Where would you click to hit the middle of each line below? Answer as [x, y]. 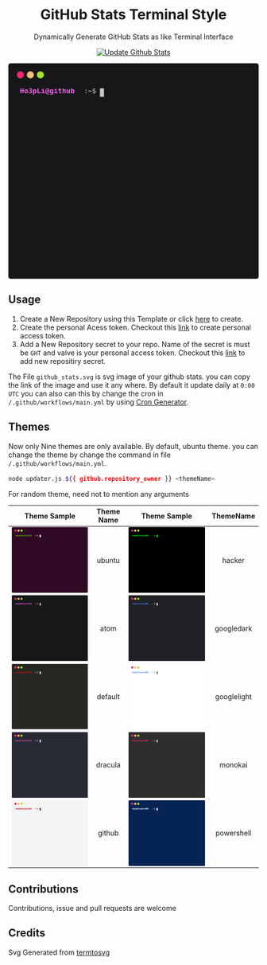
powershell [234, 833]
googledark [233, 628]
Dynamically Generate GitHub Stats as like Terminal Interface [133, 37]
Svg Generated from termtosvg [59, 952]
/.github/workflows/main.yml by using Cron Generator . [99, 402]
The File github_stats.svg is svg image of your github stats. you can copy [129, 377]
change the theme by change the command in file [89, 455]
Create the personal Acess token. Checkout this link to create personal [135, 327]
